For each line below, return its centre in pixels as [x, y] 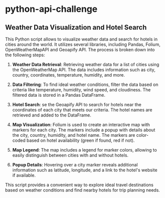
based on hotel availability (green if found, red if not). [81, 140]
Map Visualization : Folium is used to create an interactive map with [81, 125]
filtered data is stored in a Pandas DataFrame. [59, 95]
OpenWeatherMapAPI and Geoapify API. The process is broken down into [80, 50]
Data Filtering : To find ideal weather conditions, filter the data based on [85, 84]
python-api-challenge [51, 9]
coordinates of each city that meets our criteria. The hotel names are [82, 110]
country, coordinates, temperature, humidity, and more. [68, 75]
